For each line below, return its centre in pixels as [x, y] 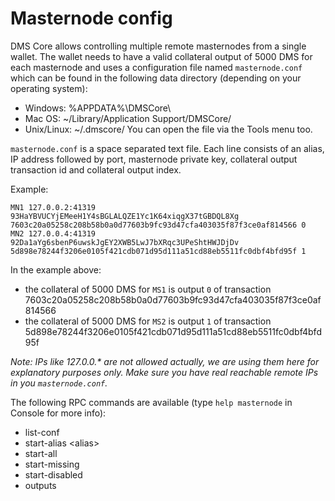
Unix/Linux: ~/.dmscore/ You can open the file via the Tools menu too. [168, 129]
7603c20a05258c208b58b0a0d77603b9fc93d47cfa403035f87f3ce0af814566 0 [158, 225]
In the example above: [56, 269]
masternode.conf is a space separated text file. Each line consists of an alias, [167, 148]
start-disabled [53, 474]
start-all [41, 453]
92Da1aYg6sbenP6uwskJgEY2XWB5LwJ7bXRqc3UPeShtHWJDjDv [125, 242]
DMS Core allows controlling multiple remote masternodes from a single [158, 46]
